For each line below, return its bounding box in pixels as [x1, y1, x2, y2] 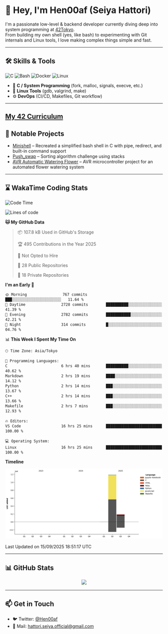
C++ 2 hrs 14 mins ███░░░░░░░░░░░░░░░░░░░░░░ [5, 393, 162, 398]
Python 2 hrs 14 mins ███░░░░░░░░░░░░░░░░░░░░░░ [5, 383, 162, 388]
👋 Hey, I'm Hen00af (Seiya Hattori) [5, 5, 151, 16]
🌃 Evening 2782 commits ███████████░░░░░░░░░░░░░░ [5, 312, 162, 317]
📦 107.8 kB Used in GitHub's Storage [17, 229, 94, 235]
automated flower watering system [12, 164, 84, 170]
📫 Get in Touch [5, 600, 54, 608]
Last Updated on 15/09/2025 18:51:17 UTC [5, 544, 91, 550]
